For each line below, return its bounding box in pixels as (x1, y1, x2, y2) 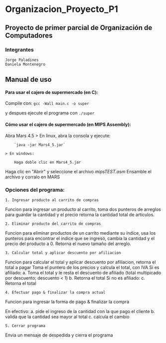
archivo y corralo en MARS (5, 174, 60, 180)
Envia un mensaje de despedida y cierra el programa (5, 332, 113, 338)
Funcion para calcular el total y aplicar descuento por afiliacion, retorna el (5, 259, 156, 265)
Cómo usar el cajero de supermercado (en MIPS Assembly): (5, 121, 131, 128)
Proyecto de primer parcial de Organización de (5, 23, 153, 32)
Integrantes (5, 46, 34, 53)
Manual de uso (5, 75, 52, 84)
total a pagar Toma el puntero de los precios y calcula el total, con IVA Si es (5, 264, 160, 270)
